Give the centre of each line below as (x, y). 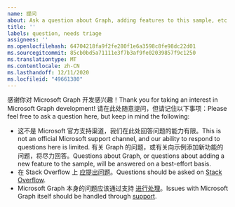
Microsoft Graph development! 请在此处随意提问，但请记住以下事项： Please (117, 109)
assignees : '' (28, 40)
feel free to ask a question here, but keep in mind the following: (99, 116)
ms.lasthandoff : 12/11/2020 (48, 72)
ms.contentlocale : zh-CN (43, 66)
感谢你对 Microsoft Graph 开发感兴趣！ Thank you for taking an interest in (113, 100)
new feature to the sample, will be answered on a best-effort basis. (114, 164)
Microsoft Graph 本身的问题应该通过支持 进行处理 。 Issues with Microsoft (123, 188)
